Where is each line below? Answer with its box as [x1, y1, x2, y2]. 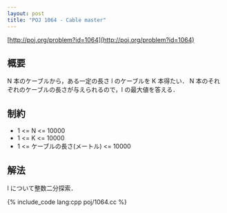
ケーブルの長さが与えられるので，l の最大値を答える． [25, 86, 179, 94]
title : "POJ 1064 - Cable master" [7, 17, 107, 24]
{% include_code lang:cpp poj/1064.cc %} [7, 198, 128, 206]
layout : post [7, 10, 45, 17]
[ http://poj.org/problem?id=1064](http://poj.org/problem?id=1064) [7, 35, 195, 44]
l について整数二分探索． [7, 184, 77, 192]
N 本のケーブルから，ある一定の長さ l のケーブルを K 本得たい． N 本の [7, 77, 208, 85]
